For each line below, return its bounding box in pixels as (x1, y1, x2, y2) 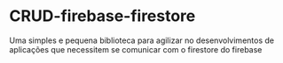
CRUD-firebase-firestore (9, 6, 196, 26)
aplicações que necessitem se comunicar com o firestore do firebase (9, 44, 263, 54)
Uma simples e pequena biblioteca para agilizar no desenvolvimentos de (9, 35, 275, 45)
